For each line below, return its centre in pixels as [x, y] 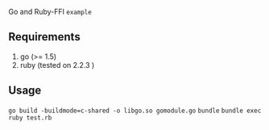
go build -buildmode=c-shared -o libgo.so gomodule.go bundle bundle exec [135, 111]
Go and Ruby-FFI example [50, 12]
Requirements [44, 37]
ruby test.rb [30, 117]
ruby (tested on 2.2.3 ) [57, 65]
